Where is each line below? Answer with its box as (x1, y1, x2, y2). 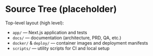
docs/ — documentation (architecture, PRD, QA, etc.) (12, 35, 121, 41)
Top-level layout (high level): (5, 20, 64, 26)
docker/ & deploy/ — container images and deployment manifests (12, 40, 148, 46)
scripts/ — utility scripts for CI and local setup (12, 45, 110, 51)
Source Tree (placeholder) (5, 3, 117, 15)
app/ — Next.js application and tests (12, 29, 87, 35)
